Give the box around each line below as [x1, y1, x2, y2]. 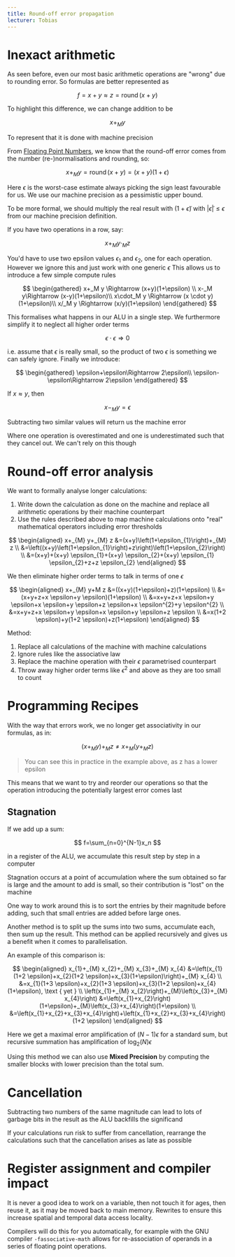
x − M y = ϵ [104, 403, 131, 413]
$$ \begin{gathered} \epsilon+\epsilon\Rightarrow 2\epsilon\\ [15, 368, 192, 377]
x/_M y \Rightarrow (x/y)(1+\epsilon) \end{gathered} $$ [57, 299, 217, 307]
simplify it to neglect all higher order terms [7, 320, 129, 328]
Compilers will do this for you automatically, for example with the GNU [7, 1227, 209, 1236]
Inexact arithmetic [7, 47, 115, 63]
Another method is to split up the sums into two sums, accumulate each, [7, 922, 215, 931]
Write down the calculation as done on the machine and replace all [17, 500, 210, 508]
